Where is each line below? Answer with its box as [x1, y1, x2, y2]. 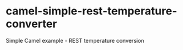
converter [6, 17, 58, 31]
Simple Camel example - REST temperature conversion [6, 37, 144, 44]
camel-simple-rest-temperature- [6, 4, 177, 18]
